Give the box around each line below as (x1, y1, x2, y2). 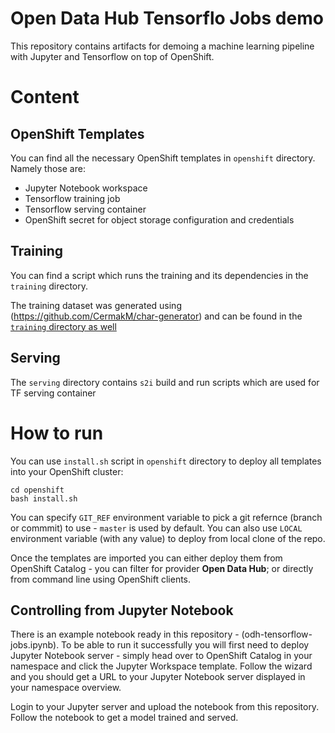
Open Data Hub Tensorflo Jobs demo (10, 7, 324, 30)
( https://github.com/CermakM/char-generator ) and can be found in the (10, 310, 303, 322)
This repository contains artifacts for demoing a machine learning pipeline (10, 40, 315, 52)
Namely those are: (10, 162, 86, 174)
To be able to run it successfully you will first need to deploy (61, 639, 310, 651)
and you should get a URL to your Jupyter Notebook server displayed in (10, 671, 306, 683)
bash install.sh (10, 493, 78, 504)
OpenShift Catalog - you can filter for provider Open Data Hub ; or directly (10, 562, 314, 574)
